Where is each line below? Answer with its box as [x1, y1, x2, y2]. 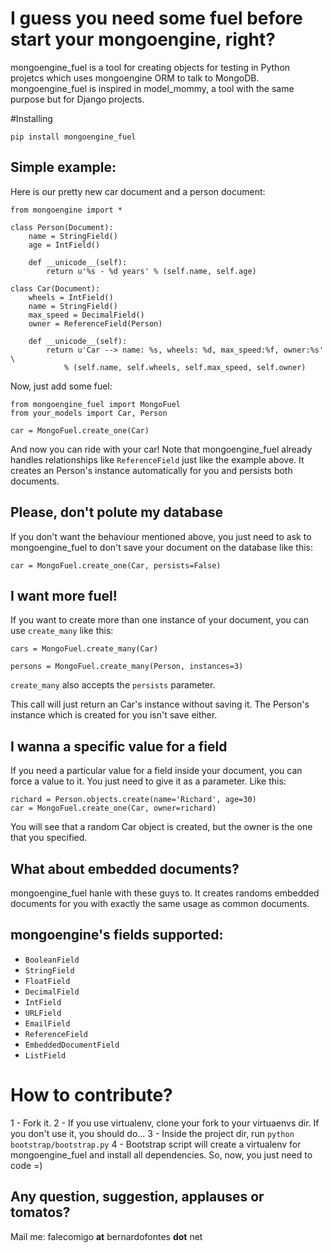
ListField [24, 1050, 67, 1061]
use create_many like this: [10, 625, 114, 637]
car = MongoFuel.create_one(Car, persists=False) [10, 560, 222, 571]
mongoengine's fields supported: [10, 927, 224, 944]
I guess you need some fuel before [10, 7, 303, 30]
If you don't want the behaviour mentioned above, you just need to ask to [10, 530, 312, 542]
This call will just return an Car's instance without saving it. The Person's [10, 698, 310, 711]
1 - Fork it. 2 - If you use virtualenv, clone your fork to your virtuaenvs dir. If [10, 1117, 320, 1129]
